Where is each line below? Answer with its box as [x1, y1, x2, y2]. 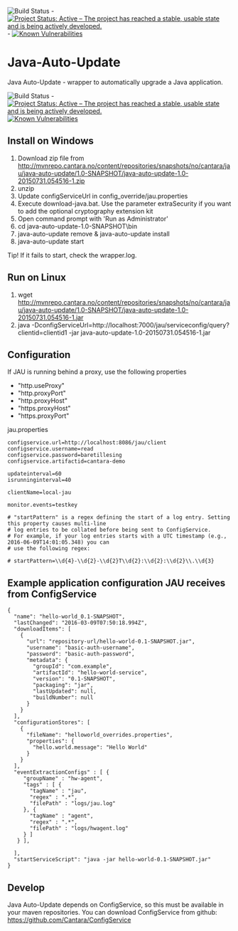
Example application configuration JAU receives [7, 577, 226, 589]
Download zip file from [17, 154, 85, 162]
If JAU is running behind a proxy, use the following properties [7, 367, 187, 377]
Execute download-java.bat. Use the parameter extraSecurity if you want [17, 199, 232, 208]
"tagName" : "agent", [29, 812, 94, 820]
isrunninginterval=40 [7, 477, 72, 484]
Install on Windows [7, 135, 94, 147]
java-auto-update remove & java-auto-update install [17, 229, 171, 238]
